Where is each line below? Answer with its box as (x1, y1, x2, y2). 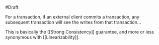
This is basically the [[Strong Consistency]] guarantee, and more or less (5, 29, 154, 34)
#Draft (5, 4, 19, 10)
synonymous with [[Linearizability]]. (5, 34, 79, 40)
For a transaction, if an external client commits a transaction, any (5, 14, 140, 19)
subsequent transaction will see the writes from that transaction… (5, 19, 141, 25)
